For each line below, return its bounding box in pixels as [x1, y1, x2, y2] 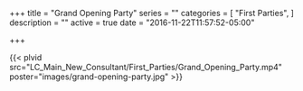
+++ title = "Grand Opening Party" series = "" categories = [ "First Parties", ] [9, 8, 294, 18]
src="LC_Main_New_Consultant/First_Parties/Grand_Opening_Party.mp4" [9, 62, 283, 72]
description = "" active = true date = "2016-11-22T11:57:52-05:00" [9, 17, 255, 28]
